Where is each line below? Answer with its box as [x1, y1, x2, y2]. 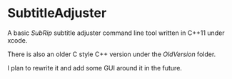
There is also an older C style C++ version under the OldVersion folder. [7, 50, 216, 58]
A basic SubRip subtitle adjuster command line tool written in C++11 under [7, 28, 225, 37]
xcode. [7, 36, 28, 44]
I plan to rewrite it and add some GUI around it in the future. [7, 63, 182, 72]
